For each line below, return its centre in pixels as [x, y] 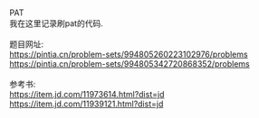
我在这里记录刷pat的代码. [57, 23]
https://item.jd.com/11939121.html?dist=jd [86, 104]
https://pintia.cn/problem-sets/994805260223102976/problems [129, 54]
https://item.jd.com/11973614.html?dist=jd [87, 94]
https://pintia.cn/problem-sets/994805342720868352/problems [130, 64]
